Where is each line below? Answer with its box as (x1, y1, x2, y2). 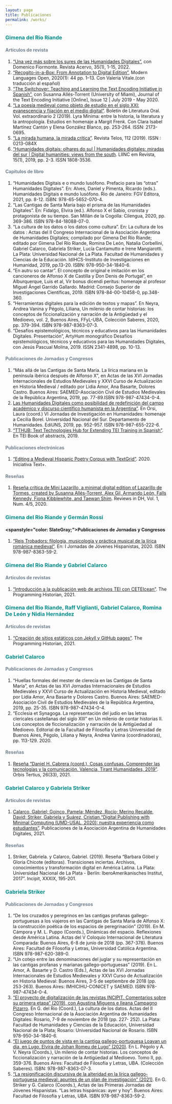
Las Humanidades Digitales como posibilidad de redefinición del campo (12, 400, 164, 406)
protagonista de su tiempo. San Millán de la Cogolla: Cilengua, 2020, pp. (12, 212, 166, 219)
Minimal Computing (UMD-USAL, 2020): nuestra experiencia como (12, 820, 155, 826)
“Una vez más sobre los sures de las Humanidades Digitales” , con (12, 58, 152, 64)
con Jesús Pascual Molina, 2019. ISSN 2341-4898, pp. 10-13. (12, 344, 141, 350)
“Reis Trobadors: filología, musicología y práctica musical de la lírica (12, 538, 157, 544)
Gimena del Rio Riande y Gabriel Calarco (5, 562, 107, 569)
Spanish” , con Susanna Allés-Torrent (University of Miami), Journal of (12, 91, 160, 97)
